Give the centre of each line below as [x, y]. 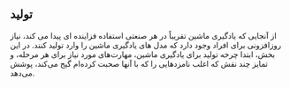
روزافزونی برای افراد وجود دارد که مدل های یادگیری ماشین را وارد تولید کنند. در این [146, 45]
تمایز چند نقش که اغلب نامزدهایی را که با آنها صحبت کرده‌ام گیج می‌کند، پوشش [139, 63]
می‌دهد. [23, 73]
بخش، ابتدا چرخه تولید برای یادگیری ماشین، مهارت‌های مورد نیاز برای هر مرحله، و [143, 54]
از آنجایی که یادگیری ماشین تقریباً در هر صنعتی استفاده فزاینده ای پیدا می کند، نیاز [143, 35]
